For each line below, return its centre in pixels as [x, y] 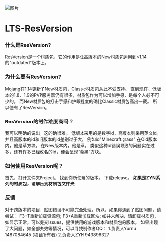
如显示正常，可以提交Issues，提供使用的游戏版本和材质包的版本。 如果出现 [82, 222]
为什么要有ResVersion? [33, 77]
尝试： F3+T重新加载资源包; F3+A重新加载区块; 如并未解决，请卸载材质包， [82, 216]
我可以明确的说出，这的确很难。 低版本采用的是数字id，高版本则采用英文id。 [83, 133]
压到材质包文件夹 [57, 184]
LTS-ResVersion [39, 29]
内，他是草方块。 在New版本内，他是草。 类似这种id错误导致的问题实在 [78, 146]
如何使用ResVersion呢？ [34, 166]
